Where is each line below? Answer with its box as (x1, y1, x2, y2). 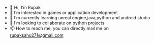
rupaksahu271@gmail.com (9, 32, 64, 38)
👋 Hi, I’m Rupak (9, 5, 41, 10)
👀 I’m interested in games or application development (9, 10, 118, 15)
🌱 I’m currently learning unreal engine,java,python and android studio (9, 15, 150, 20)
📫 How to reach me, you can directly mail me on (9, 26, 109, 31)
